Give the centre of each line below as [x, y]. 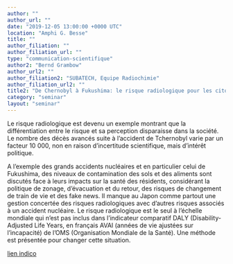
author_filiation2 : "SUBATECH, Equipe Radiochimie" [83, 78]
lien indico [22, 253]
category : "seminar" [37, 98]
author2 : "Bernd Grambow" [44, 65]
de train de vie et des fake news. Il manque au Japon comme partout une [112, 195]
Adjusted [20, 225]
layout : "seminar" [34, 104]
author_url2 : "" [31, 71]
